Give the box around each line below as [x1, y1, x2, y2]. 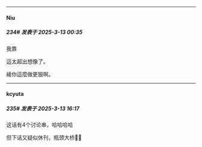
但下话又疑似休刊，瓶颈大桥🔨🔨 [6, 134, 82, 142]
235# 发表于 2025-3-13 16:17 [6, 105, 80, 112]
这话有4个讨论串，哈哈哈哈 [6, 121, 73, 128]
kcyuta [6, 90, 24, 98]
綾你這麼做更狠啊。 [6, 70, 54, 78]
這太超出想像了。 [6, 58, 49, 65]
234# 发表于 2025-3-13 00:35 [6, 28, 83, 36]
